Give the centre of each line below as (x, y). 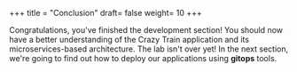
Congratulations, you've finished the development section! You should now (146, 30)
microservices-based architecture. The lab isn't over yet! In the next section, (149, 49)
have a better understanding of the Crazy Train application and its (129, 40)
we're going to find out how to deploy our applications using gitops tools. (143, 58)
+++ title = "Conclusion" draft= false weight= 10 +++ (106, 13)
